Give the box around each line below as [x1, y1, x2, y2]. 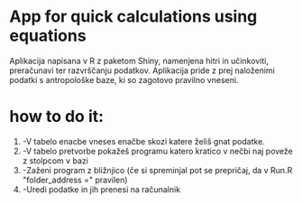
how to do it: [9, 107, 105, 127]
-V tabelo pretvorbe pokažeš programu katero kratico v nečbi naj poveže [22, 145, 293, 156]
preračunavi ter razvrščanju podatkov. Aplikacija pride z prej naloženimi [9, 65, 275, 76]
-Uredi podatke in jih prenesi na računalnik [22, 183, 181, 195]
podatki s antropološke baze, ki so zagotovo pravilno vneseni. [9, 74, 239, 85]
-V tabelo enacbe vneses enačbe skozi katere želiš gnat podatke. [22, 135, 266, 146]
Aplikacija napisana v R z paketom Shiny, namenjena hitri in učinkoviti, [9, 55, 269, 66]
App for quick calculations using [9, 6, 258, 27]
